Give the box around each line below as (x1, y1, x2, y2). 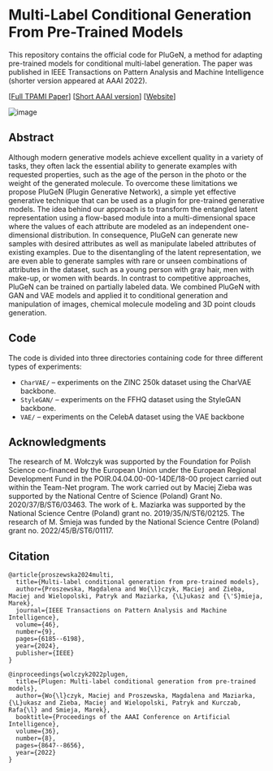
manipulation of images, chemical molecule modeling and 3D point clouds (8, 299, 256, 309)
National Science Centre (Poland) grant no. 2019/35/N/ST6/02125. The (8, 509, 245, 518)
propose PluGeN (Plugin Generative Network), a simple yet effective (8, 187, 236, 197)
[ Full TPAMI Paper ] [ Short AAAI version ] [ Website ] (8, 91, 176, 101)
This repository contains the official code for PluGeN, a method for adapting (8, 50, 262, 59)
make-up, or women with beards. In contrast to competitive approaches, (8, 273, 251, 283)
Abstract (8, 131, 54, 145)
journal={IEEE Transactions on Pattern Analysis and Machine (15, 607, 227, 615)
